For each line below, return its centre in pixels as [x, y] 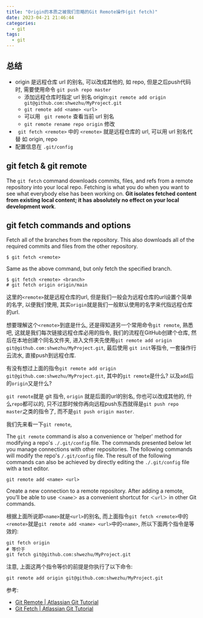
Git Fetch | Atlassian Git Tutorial [54, 609]
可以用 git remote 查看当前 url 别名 [69, 116]
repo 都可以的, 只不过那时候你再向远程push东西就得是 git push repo [95, 404]
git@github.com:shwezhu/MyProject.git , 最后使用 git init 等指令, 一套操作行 [101, 348]
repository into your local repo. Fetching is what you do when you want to [98, 187]
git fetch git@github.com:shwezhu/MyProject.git [69, 555]
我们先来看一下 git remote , [39, 424]
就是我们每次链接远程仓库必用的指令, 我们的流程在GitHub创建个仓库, [105, 333]
